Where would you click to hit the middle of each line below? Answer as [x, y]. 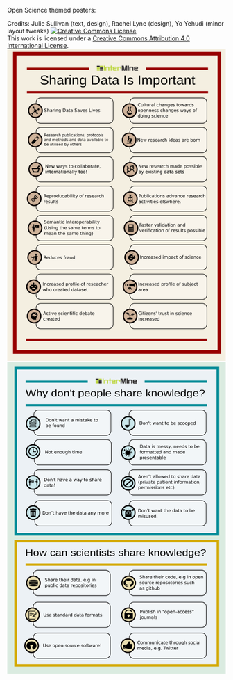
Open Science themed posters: [52, 10]
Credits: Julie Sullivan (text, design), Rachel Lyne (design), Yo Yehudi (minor [115, 23]
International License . [38, 46]
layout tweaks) [28, 31]
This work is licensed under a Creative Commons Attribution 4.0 [99, 38]
